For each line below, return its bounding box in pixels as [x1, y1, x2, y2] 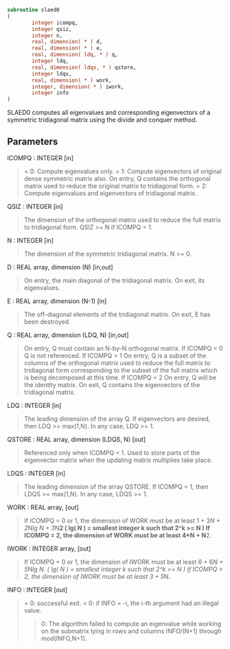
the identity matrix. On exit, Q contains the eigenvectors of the [23, 380, 200, 388]
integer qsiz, [32, 25, 72, 32]
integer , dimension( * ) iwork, [32, 83, 125, 90]
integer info [32, 89, 69, 96]
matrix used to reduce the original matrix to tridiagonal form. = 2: [23, 181, 207, 190]
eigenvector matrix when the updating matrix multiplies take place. [23, 456, 213, 464]
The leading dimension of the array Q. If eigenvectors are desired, [23, 415, 211, 423]
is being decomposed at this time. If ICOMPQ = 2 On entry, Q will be [23, 373, 217, 382]
